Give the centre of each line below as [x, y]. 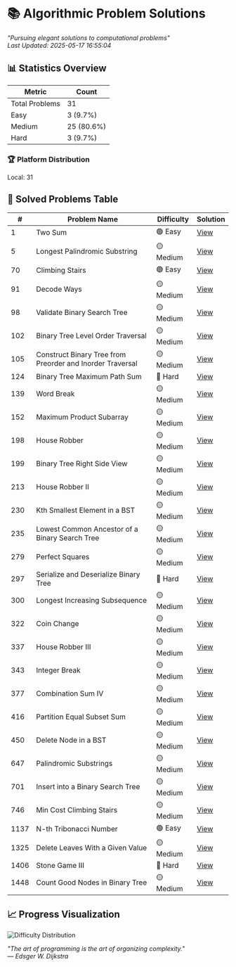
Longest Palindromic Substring [87, 252]
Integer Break [58, 670]
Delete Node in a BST [71, 741]
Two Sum [52, 233]
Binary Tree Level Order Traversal [92, 336]
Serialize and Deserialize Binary [88, 574]
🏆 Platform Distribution [48, 159]
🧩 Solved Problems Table [63, 199]
